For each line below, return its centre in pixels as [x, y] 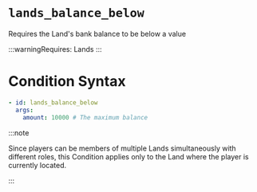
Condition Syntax [67, 82]
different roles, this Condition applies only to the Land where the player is [128, 156]
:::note [19, 132]
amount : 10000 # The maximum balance [85, 117]
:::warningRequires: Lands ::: [55, 49]
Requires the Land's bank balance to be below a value [97, 33]
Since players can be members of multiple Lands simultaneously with [123, 148]
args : [25, 110]
